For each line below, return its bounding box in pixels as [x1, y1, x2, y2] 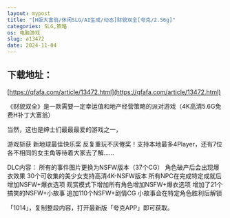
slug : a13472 [7, 36, 45, 43]
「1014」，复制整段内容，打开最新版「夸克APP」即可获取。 [7, 204, 174, 212]
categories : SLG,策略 [7, 23, 67, 30]
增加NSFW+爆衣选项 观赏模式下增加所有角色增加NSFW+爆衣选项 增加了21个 [7, 180, 223, 188]
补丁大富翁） [17, 111, 54, 119]
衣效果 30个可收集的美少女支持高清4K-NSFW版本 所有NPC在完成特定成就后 [7, 171, 222, 179]
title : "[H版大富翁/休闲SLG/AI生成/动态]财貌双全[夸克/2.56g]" [7, 17, 176, 23]
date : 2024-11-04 [7, 42, 57, 49]
